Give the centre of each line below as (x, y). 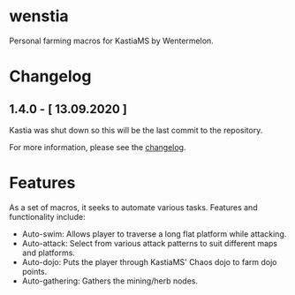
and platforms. (48, 253)
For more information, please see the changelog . (98, 147)
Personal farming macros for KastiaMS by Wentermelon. (111, 41)
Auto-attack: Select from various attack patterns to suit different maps (150, 243)
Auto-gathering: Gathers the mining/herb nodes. (110, 281)
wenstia (39, 16)
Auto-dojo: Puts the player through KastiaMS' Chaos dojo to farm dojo (149, 261)
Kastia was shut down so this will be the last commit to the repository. (136, 130)
